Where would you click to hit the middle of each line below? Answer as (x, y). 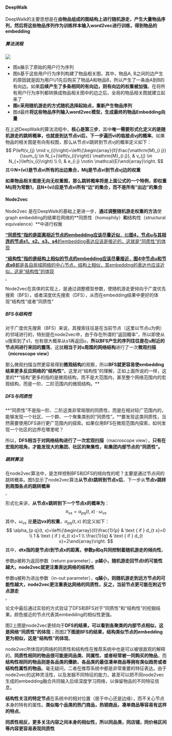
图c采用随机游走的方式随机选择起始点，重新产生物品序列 (72, 106)
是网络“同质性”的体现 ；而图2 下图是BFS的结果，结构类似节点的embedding (84, 632)
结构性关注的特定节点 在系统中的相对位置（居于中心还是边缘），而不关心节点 (85, 698)
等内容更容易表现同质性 (30, 728)
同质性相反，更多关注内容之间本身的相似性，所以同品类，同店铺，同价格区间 (86, 722)
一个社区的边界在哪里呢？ (37, 429)
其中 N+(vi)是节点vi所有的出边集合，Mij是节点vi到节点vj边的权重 (73, 170)
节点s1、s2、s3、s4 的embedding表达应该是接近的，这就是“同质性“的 (88, 241)
